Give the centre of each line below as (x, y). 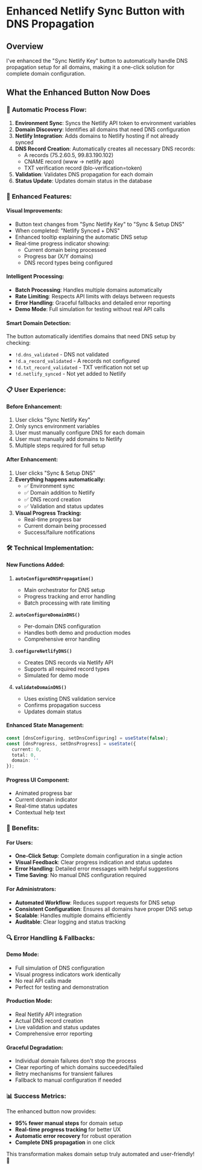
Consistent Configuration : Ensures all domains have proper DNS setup (104, 909)
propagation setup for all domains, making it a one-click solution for (90, 67)
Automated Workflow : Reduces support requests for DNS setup (95, 902)
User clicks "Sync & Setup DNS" (55, 473)
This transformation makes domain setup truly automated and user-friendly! (100, 1154)
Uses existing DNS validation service (70, 698)
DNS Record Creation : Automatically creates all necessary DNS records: (105, 149)
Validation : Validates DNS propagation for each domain (84, 174)
